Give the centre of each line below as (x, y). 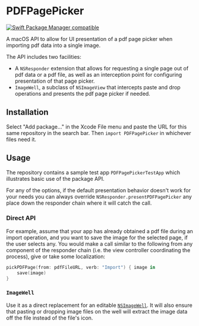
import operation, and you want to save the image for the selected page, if (97, 237)
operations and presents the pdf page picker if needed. (82, 93)
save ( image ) (31, 273)
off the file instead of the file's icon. (50, 318)
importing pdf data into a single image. (53, 45)
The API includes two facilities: (44, 57)
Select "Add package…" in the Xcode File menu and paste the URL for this (97, 127)
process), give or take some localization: (56, 256)
